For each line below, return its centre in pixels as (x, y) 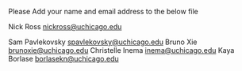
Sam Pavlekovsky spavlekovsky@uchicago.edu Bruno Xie (103, 42)
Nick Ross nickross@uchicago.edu (65, 26)
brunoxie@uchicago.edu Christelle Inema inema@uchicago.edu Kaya (121, 50)
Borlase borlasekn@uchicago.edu (63, 59)
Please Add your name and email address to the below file (103, 11)
